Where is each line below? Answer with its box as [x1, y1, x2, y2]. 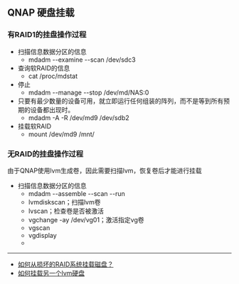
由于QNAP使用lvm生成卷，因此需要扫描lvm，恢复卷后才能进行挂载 [7, 166, 203, 175]
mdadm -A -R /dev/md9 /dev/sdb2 [28, 113, 129, 122]
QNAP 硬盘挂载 [7, 6, 75, 19]
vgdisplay [28, 231, 57, 239]
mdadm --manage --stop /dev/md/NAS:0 [28, 88, 149, 97]
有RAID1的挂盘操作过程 [7, 30, 87, 40]
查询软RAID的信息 [17, 63, 70, 72]
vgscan [28, 223, 51, 232]
